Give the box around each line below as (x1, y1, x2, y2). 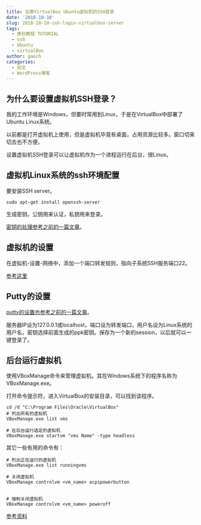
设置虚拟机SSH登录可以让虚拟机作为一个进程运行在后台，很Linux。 (6, 151, 172, 159)
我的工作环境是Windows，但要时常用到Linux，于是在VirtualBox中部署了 (6, 111, 184, 118)
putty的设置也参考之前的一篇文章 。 (6, 308, 93, 315)
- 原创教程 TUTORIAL (11, 31, 59, 37)
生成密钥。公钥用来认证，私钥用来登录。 (6, 210, 106, 217)
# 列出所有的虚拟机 (6, 411, 48, 417)
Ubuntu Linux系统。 (6, 118, 55, 126)
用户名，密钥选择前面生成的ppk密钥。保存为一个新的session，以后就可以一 (6, 329, 192, 336)
